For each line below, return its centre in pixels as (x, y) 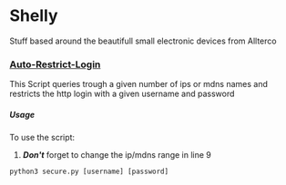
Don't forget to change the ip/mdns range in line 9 (117, 155)
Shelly (34, 16)
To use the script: (42, 138)
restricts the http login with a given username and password (122, 94)
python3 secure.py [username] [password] (89, 172)
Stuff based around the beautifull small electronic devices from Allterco (143, 41)
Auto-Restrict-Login (55, 64)
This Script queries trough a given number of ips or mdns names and (139, 84)
